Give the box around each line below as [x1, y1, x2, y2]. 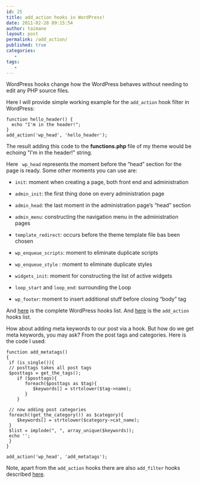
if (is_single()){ [8, 360, 55, 366]
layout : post [6, 31, 39, 37]
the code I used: [6, 338, 46, 345]
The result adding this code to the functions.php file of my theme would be [6, 143, 192, 150]
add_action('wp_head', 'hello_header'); [6, 132, 108, 138]
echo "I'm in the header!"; [11, 122, 82, 128]
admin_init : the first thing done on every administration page [14, 190, 165, 197]
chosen [14, 237, 34, 245]
